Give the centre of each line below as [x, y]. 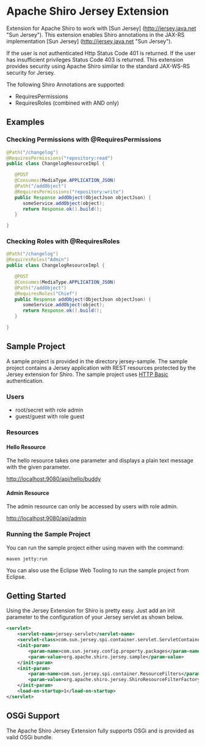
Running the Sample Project [49, 534]
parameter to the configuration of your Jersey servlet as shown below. [95, 617]
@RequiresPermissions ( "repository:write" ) [69, 192]
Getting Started [36, 596]
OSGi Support [33, 716]
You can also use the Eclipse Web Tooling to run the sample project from [98, 570]
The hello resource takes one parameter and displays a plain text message [100, 461]
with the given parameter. [38, 467]
